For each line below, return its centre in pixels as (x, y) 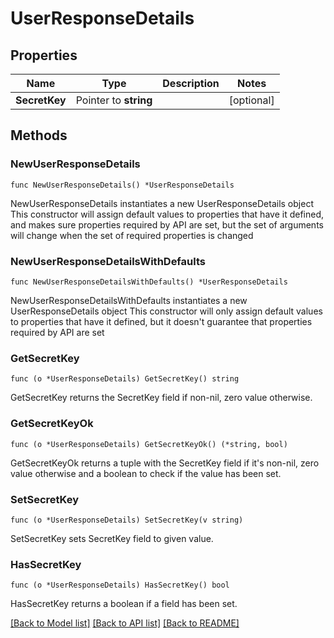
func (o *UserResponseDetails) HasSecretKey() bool (120, 585)
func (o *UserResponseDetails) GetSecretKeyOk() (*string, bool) (149, 444)
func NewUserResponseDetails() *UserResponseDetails (122, 185)
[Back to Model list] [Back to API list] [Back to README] (125, 623)
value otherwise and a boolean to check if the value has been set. (146, 473)
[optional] (251, 100)
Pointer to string (114, 100)
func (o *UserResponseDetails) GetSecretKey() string (125, 379)
